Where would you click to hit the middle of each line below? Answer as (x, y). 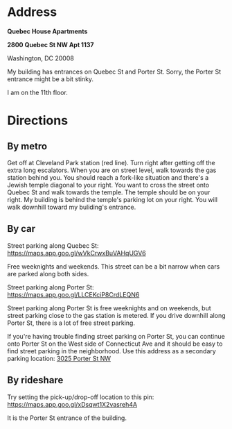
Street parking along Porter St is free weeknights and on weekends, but (109, 308)
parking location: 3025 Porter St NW (59, 358)
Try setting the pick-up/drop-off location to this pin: (81, 397)
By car (21, 229)
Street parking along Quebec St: (53, 245)
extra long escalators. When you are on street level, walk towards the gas (112, 170)
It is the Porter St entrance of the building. (67, 418)
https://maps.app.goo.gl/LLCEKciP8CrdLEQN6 (73, 294)
